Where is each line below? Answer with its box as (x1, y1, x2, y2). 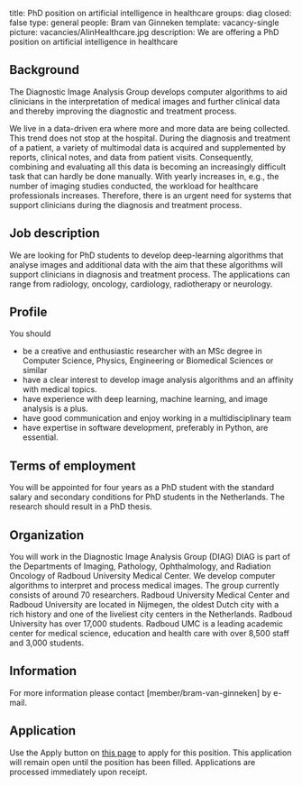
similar (22, 365, 48, 376)
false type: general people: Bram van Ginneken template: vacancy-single (9, 17, 279, 28)
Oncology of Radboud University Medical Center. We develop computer (9, 571, 276, 581)
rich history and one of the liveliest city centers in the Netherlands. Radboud (9, 608, 293, 620)
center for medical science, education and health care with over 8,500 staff (9, 628, 290, 639)
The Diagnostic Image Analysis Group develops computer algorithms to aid (9, 86, 288, 97)
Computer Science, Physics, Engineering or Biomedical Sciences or (22, 355, 274, 366)
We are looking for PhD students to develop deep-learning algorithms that (9, 250, 284, 260)
